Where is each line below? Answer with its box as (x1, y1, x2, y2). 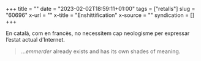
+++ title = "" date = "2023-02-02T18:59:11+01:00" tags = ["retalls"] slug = (6, 5, 195, 12)
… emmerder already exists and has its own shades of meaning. (20, 48, 181, 55)
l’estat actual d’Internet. (6, 36, 66, 43)
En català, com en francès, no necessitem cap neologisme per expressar (6, 30, 190, 37)
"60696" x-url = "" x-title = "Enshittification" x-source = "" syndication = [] (6, 11, 194, 19)
